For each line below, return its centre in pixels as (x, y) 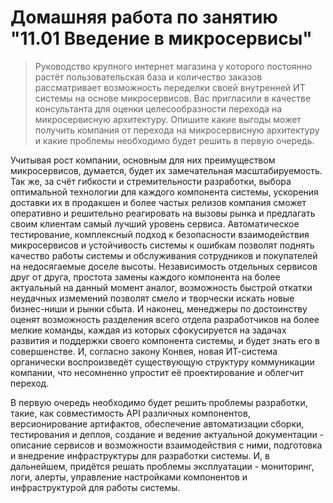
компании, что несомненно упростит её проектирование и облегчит (157, 372)
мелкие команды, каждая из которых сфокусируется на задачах (148, 330)
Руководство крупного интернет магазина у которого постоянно (173, 66)
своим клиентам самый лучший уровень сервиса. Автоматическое (155, 223)
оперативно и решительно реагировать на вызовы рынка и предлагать (163, 213)
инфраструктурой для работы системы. (95, 487)
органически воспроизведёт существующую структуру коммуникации (162, 362)
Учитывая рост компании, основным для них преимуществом (143, 160)
